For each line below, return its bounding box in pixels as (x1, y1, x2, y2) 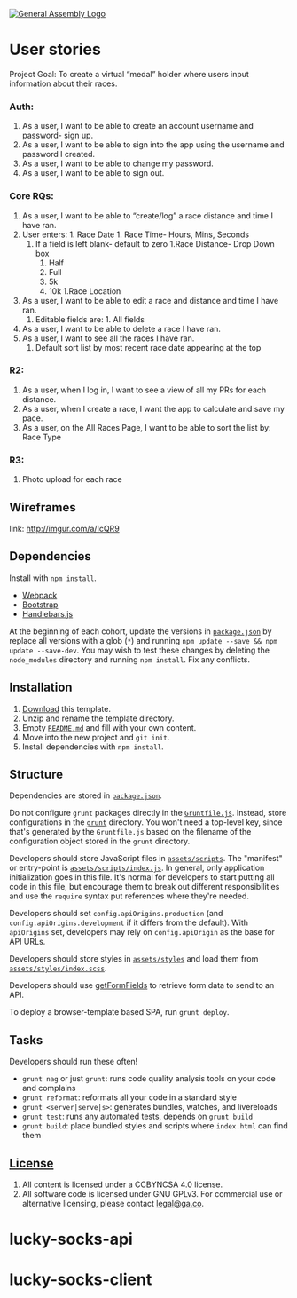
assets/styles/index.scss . (9, 963, 107, 974)
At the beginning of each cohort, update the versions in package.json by (9, 626, 272, 637)
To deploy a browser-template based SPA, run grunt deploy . (9, 1007, 230, 1017)
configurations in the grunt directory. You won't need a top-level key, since (9, 817, 283, 827)
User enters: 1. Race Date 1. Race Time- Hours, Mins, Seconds (21, 229, 250, 240)
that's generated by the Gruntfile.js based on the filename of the (9, 827, 252, 837)
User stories (9, 40, 102, 59)
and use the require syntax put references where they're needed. (9, 890, 250, 901)
